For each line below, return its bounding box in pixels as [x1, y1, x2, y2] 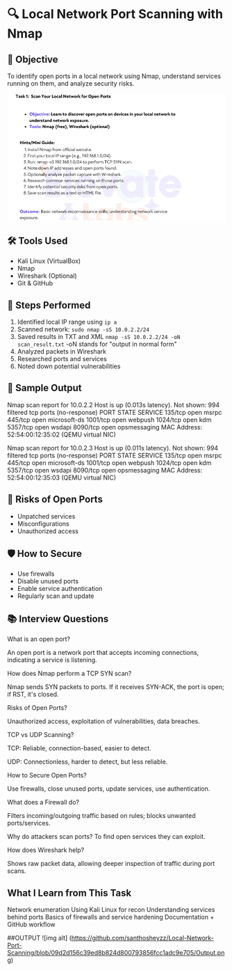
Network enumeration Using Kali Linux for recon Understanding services [7, 906, 215, 914]
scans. [7, 867, 26, 875]
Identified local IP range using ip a [17, 318, 117, 326]
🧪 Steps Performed [7, 299, 91, 311]
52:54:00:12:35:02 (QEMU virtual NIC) [7, 430, 117, 439]
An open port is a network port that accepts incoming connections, [7, 649, 199, 657]
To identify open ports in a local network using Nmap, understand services [7, 72, 221, 80]
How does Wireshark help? [7, 846, 85, 854]
